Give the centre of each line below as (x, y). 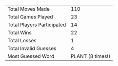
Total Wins (20, 33)
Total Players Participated (37, 25)
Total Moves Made (29, 9)
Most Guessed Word (31, 56)
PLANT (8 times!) (90, 56)
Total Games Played (30, 17)
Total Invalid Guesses (32, 48)
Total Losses (22, 41)
